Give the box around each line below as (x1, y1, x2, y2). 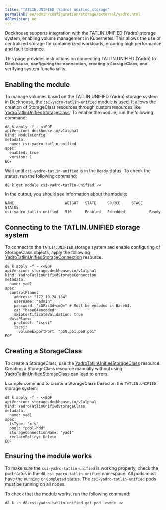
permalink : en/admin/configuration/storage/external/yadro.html (5, 12, 141, 17)
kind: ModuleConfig (5, 133, 46, 138)
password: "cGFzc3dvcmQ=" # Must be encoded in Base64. (14, 303, 132, 308)
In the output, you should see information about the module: (5, 191, 128, 197)
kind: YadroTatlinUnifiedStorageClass (5, 404, 85, 409)
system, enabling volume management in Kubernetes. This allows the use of (5, 35, 161, 41)
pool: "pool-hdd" (9, 425, 46, 431)
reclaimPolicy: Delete (9, 434, 56, 439)
